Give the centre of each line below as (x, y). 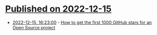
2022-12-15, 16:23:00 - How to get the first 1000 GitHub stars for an (82, 22)
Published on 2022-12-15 (58, 9)
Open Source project (34, 27)
